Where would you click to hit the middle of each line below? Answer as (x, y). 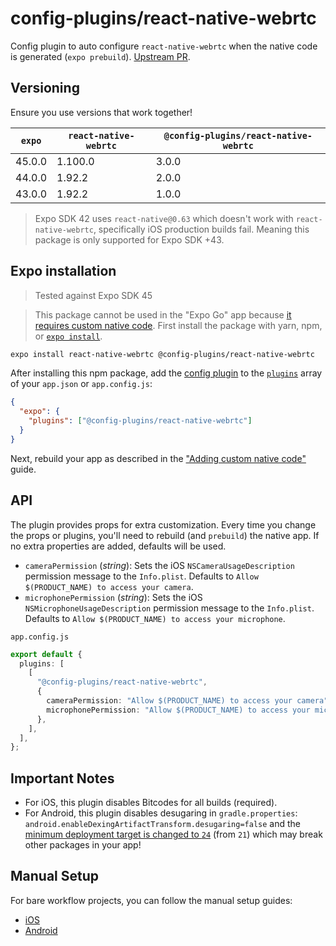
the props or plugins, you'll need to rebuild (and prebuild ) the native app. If (165, 535)
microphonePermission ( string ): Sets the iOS (113, 597)
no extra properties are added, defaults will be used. (118, 546)
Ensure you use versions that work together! (101, 112)
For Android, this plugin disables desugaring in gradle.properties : (161, 813)
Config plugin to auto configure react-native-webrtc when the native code (164, 46)
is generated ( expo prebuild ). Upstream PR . (100, 56)
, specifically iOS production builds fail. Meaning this (201, 229)
